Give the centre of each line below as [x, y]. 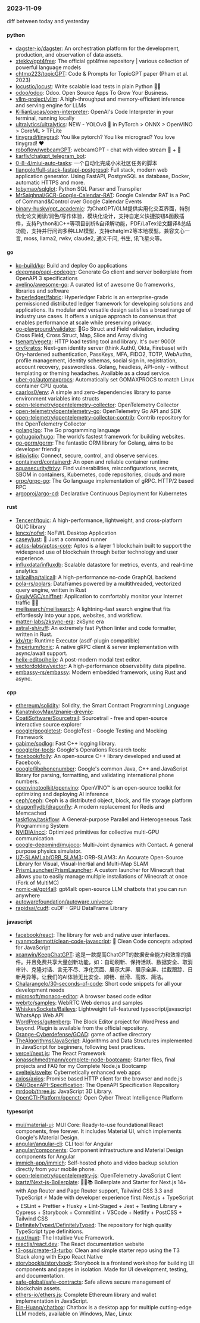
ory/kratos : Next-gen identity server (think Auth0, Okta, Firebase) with [101, 347]
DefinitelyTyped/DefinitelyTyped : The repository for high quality [93, 1225]
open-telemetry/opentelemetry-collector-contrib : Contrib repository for [103, 417]
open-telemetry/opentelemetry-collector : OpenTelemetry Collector [97, 405]
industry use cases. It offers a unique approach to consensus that [96, 316]
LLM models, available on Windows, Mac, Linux [74, 1313]
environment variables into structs [57, 398]
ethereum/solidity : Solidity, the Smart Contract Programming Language [102, 706]
